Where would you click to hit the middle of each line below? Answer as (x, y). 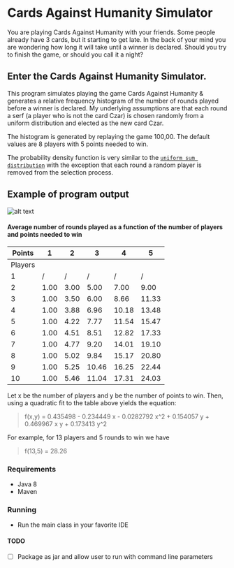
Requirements (32, 469)
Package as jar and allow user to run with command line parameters (115, 556)
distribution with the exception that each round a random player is (104, 165)
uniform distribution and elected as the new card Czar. (86, 123)
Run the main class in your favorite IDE (73, 525)
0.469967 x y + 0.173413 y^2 (65, 423)
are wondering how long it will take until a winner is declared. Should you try (117, 47)
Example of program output (68, 195)
